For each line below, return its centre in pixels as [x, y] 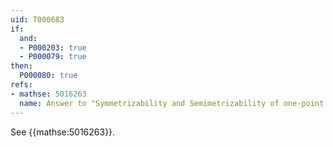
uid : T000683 [37, 19]
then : [21, 66]
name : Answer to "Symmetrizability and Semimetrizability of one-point [172, 103]
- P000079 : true [53, 57]
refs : [21, 85]
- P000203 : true [53, 47]
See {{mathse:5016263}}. [63, 132]
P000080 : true [48, 76]
